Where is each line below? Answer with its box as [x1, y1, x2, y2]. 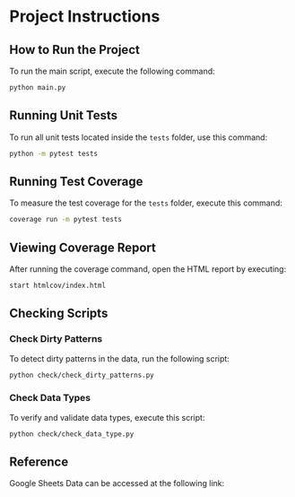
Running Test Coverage [9, 173, 143, 189]
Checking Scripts [9, 306, 108, 321]
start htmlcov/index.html [9, 281, 106, 291]
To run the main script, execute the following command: [9, 65, 215, 76]
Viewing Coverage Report [9, 240, 157, 255]
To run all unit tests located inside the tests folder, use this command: [9, 132, 268, 143]
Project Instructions [9, 6, 161, 27]
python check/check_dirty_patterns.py [9, 371, 154, 379]
